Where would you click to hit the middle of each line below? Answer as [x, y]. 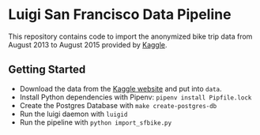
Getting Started [47, 70]
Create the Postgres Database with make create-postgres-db [118, 105]
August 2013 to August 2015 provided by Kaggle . [88, 44]
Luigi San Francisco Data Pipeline [120, 15]
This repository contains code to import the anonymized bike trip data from [130, 36]
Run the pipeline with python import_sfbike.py [96, 122]
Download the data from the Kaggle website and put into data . [121, 88]
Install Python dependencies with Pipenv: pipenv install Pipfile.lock [136, 97]
